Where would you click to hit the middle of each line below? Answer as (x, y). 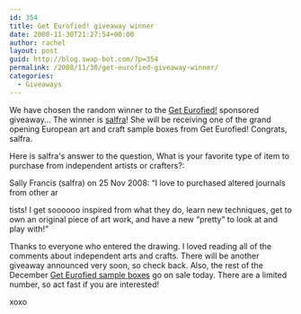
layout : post (34, 51)
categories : (31, 76)
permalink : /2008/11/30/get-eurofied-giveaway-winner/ (114, 68)
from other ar (34, 192)
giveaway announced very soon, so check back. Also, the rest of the (136, 265)
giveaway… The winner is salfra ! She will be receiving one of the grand (140, 119)
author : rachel (38, 43)
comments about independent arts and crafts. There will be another (134, 256)
